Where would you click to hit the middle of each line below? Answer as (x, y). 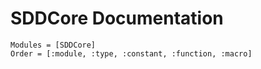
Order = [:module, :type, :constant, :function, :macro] (131, 53)
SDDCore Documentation (117, 18)
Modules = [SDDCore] (53, 45)
